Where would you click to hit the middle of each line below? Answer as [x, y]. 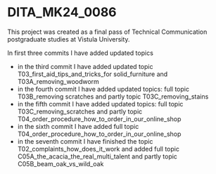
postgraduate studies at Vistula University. [69, 39]
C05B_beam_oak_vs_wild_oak [61, 163]
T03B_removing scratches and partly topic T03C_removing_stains [113, 97]
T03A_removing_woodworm [58, 81]
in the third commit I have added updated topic [85, 66]
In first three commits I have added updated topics [80, 53]
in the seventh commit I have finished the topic [85, 141]
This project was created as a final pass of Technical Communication [107, 32]
